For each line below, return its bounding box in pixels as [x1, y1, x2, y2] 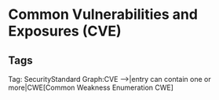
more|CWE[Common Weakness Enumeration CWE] [8, 83, 174, 92]
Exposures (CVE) [8, 22, 122, 40]
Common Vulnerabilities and [8, 6, 199, 24]
